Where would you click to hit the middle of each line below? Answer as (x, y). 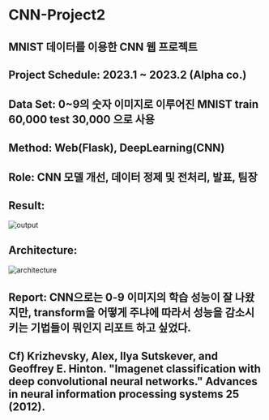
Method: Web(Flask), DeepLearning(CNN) (117, 148)
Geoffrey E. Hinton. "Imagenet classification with (135, 369)
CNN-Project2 (57, 15)
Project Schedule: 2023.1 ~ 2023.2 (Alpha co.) (128, 75)
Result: (27, 206)
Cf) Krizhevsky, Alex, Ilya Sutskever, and (113, 356)
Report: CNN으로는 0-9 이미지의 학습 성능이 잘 (120, 298)
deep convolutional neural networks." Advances (133, 381)
